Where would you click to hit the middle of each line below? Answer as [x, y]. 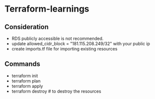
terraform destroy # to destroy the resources [56, 91]
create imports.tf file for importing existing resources [64, 49]
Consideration [27, 27]
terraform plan [26, 81]
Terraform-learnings [47, 9]
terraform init [25, 76]
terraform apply [27, 86]
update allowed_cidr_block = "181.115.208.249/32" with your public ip [81, 44]
